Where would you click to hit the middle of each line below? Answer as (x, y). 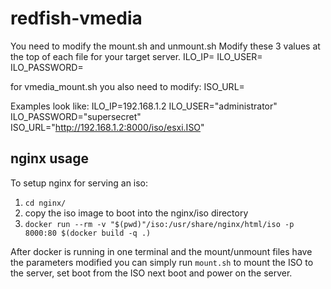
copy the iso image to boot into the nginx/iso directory (136, 213)
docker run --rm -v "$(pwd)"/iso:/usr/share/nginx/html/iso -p (159, 224)
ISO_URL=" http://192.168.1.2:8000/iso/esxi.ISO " (107, 127)
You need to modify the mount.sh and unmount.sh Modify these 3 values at (165, 46)
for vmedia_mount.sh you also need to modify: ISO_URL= (127, 86)
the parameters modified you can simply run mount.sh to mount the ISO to (162, 262)
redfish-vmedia (76, 18)
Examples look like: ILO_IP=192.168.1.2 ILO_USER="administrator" (144, 106)
